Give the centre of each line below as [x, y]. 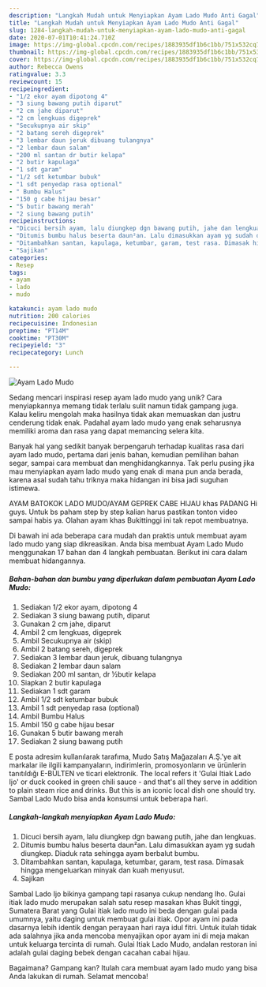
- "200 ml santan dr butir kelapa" [67, 155]
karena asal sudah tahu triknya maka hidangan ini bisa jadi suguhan [119, 480]
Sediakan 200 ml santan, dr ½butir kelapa [88, 674]
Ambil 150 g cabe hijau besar [67, 724]
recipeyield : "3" [37, 345]
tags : [18, 272]
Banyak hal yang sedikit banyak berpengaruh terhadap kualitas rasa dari [126, 446]
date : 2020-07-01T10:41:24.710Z [62, 38]
